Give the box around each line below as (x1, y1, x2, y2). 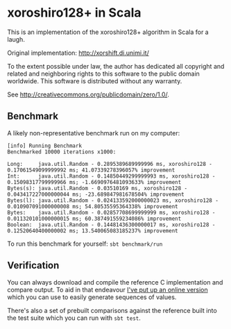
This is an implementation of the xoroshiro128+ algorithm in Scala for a (7, 28, 209, 36)
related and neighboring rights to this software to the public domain (7, 69, 200, 78)
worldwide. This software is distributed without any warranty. (7, 76, 182, 85)
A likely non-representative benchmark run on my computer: (7, 128, 180, 137)
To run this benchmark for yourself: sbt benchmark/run (7, 239, 163, 248)
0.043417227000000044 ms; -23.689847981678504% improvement (7, 191, 185, 198)
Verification (7, 260, 60, 271)
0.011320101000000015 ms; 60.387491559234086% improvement (7, 215, 182, 222)
